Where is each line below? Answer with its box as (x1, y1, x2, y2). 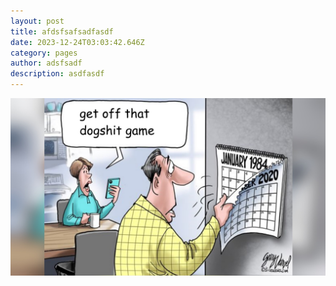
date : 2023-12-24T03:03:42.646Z (10, 37, 145, 47)
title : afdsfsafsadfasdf (10, 26, 114, 37)
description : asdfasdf (10, 69, 105, 79)
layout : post (10, 16, 65, 26)
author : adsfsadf (10, 58, 83, 69)
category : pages (10, 48, 78, 58)
